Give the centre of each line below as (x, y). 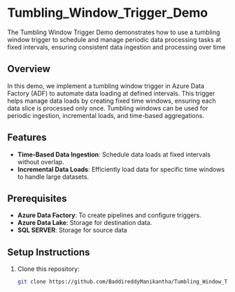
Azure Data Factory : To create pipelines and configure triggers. (109, 215)
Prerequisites (37, 198)
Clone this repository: (48, 269)
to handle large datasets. (53, 177)
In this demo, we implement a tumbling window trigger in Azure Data (106, 86)
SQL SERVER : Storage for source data (72, 230)
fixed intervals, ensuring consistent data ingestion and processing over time (116, 47)
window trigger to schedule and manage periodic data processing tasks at (114, 39)
